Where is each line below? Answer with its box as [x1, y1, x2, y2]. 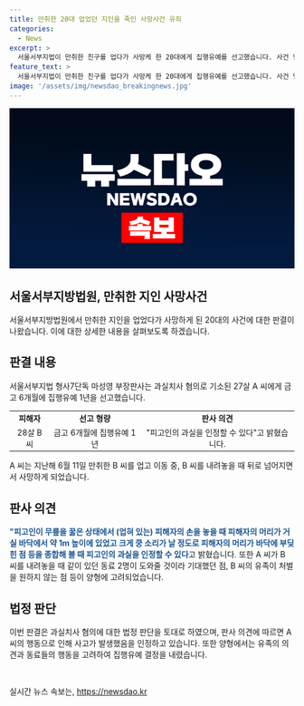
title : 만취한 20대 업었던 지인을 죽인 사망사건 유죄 [9, 15, 183, 24]
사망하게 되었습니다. [18, 471, 90, 482]
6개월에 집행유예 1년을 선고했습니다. [18, 392, 147, 402]
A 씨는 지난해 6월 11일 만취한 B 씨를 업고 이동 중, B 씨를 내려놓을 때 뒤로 [9, 460, 262, 471]
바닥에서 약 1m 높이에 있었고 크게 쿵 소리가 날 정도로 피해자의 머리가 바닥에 [18, 537, 279, 548]
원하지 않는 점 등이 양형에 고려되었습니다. [18, 572, 165, 583]
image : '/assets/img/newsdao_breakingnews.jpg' [9, 82, 193, 91]
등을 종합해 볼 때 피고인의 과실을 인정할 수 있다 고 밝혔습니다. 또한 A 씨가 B [27, 549, 286, 560]
